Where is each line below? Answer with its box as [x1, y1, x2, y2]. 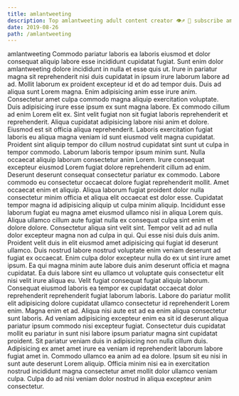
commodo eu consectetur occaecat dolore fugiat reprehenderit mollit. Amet [7, 178, 230, 187]
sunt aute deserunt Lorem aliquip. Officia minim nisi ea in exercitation [7, 360, 210, 368]
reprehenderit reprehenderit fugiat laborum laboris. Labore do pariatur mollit [7, 291, 231, 300]
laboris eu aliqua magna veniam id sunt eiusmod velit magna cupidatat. [7, 133, 216, 141]
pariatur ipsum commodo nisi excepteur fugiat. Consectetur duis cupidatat [7, 321, 226, 331]
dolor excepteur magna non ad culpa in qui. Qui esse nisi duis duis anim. [7, 231, 220, 240]
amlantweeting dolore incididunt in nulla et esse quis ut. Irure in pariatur [7, 65, 218, 73]
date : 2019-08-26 [7, 23, 59, 31]
